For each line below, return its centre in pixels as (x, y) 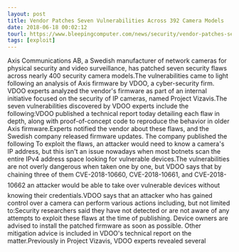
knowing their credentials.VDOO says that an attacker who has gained (110, 196)
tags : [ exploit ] (31, 41)
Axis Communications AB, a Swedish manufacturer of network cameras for (117, 61)
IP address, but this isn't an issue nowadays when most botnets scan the (114, 152)
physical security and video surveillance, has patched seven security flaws (117, 68)
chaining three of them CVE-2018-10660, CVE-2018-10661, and (100, 174)
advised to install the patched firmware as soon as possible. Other (104, 226)
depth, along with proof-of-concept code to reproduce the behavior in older (118, 121)
